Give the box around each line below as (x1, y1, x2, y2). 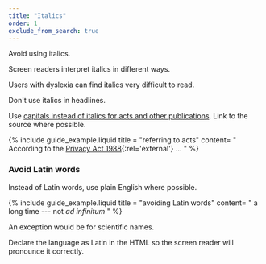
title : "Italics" (8, 11, 67, 20)
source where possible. (8, 120, 86, 130)
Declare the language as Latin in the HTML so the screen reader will (8, 237, 234, 247)
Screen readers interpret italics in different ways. (8, 64, 171, 74)
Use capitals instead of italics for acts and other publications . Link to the (8, 111, 248, 121)
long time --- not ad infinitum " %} (8, 206, 123, 216)
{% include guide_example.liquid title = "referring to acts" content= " (8, 135, 237, 145)
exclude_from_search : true (8, 27, 99, 35)
